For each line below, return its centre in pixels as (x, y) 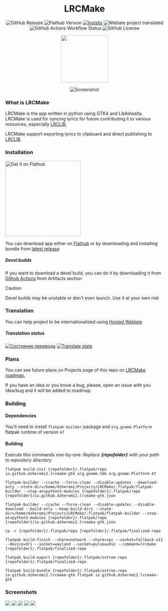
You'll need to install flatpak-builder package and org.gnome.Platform (78, 427)
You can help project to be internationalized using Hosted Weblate (74, 322)
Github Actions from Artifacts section (44, 278)
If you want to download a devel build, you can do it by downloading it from (83, 273)
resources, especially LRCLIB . (36, 124)
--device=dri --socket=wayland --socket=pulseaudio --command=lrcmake (81, 545)
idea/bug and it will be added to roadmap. (49, 390)
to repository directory (28, 460)
